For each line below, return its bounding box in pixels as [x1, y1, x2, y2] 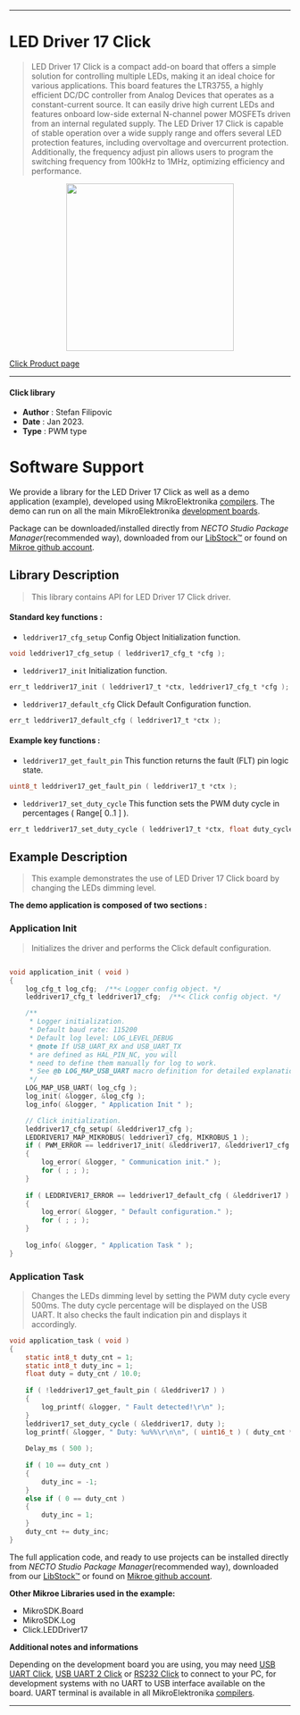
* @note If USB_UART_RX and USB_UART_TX [29, 1042, 181, 1050]
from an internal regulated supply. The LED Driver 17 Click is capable [30, 118, 284, 129]
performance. [30, 165, 82, 176]
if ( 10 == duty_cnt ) [25, 1461, 110, 1470]
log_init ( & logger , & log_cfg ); [25, 1092, 146, 1101]
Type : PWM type [21, 426, 87, 437]
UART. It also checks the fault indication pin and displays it [30, 1309, 247, 1320]
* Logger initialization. [29, 1017, 126, 1026]
